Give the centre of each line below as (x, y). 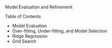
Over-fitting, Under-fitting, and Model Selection (59, 31)
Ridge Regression (30, 36)
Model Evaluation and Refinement (39, 7)
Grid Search (24, 41)
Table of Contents (23, 16)
